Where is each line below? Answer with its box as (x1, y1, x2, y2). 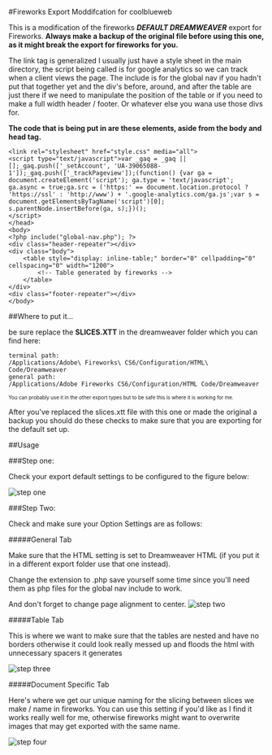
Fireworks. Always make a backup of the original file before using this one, (8, 32, 265, 41)
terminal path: (8, 351, 60, 360)
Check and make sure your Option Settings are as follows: (8, 519, 203, 528)
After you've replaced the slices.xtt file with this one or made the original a (8, 407, 257, 417)
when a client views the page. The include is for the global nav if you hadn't (8, 73, 261, 82)
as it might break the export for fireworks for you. (8, 40, 179, 50)
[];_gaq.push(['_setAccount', (8, 162, 111, 170)
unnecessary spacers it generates (8, 648, 123, 657)
